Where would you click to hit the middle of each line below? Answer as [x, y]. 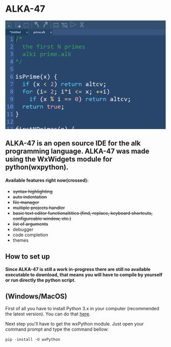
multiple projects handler [39, 208]
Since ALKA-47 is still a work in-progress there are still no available [78, 269]
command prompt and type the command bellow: [57, 329]
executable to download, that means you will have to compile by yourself [84, 275]
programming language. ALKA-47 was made [77, 151]
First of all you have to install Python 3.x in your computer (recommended [82, 309]
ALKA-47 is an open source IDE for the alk [73, 143]
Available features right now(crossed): [47, 180]
